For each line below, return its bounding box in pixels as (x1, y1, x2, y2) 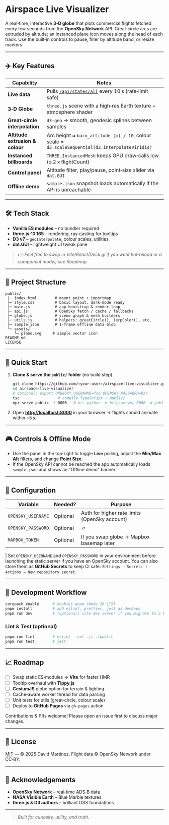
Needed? (53, 501, 76, 508)
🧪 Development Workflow (5, 588, 87, 596)
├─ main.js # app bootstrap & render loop (7, 304, 121, 310)
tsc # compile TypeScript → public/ (12, 395, 126, 401)
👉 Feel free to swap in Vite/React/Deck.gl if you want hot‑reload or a (17, 251, 162, 257)
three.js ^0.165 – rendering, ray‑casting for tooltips (12, 231, 118, 237)
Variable (18, 501, 39, 508)
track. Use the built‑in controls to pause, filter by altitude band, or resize (5, 36, 154, 42)
